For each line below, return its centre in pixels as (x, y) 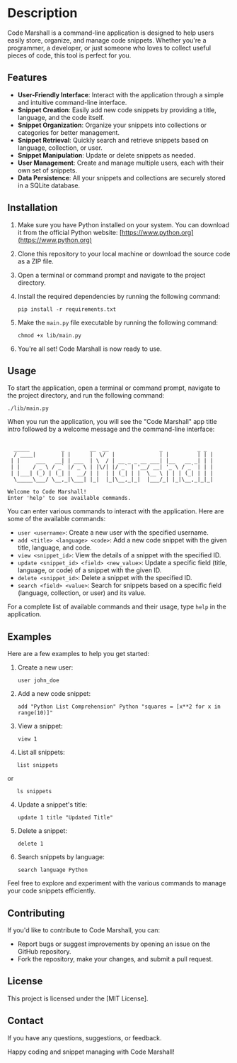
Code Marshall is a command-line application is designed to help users (111, 33)
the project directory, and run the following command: (86, 396)
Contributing (36, 913)
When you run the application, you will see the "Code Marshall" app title (112, 422)
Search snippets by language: (61, 857)
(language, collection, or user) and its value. (82, 593)
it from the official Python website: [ (70, 232)
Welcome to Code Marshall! (47, 492)
